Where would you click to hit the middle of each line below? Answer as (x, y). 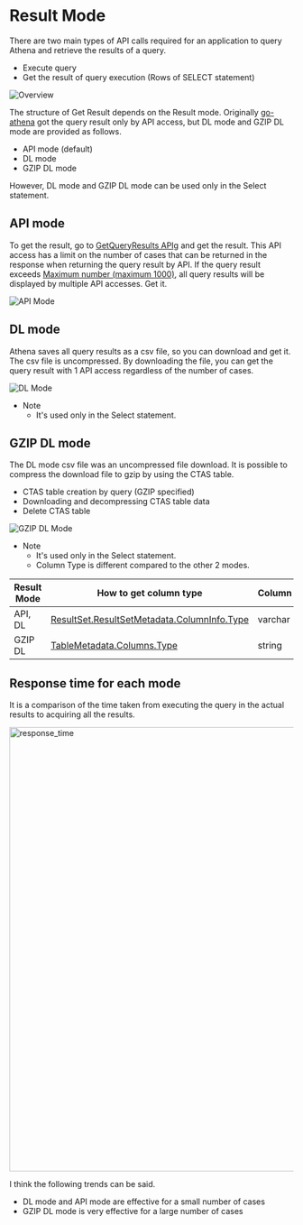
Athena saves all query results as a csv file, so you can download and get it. (150, 351)
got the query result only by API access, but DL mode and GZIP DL (161, 122)
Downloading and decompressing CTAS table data (116, 502)
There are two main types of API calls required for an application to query (146, 41)
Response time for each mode (95, 683)
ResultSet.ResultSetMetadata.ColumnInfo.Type (150, 620)
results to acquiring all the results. (72, 714)
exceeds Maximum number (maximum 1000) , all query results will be (137, 274)
